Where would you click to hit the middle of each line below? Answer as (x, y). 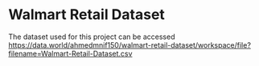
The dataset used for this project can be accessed (92, 37)
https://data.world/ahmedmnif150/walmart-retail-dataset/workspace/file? (130, 45)
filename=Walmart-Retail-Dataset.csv (70, 53)
